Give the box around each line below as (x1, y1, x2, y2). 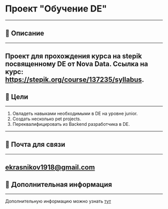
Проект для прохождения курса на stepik (5, 52, 142, 61)
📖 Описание (5, 29, 44, 38)
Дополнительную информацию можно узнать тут (5, 198, 111, 204)
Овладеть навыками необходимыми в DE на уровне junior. (12, 110, 138, 116)
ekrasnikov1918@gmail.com (5, 163, 95, 172)
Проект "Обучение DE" (5, 3, 107, 15)
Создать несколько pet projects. (12, 116, 81, 122)
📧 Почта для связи (5, 140, 65, 149)
